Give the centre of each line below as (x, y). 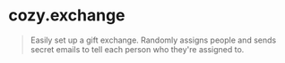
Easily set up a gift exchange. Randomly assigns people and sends (153, 40)
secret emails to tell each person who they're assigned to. (137, 49)
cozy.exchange (67, 16)
